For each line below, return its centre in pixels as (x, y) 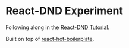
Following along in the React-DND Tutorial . (58, 27)
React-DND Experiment (64, 11)
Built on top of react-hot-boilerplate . (50, 39)
